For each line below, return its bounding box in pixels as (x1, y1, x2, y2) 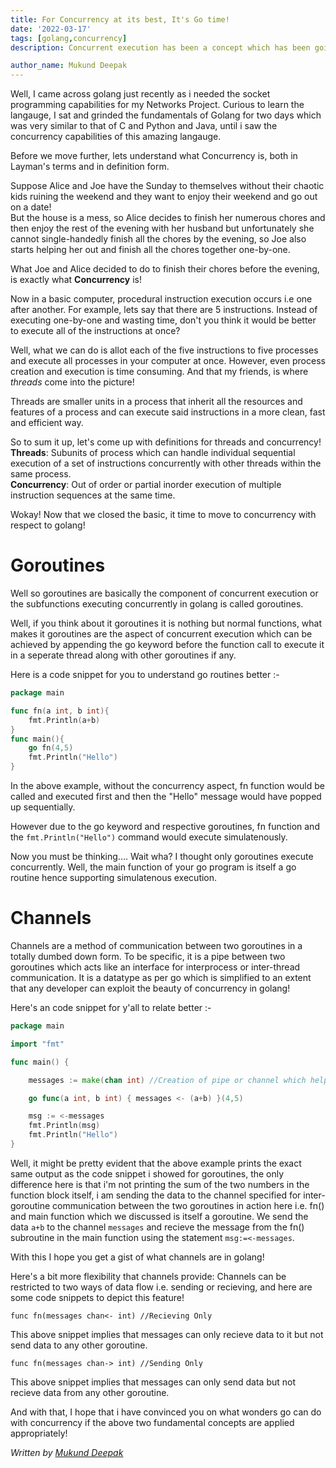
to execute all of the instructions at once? (10, 325, 181, 337)
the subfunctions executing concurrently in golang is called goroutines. (10, 598, 304, 610)
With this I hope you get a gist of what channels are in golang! (10, 1251, 265, 1263)
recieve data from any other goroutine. (10, 1386, 170, 1398)
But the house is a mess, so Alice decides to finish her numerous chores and (10, 212, 326, 224)
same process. (10, 468, 72, 480)
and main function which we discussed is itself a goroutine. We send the (10, 1210, 309, 1222)
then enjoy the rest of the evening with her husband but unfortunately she (10, 222, 315, 235)
